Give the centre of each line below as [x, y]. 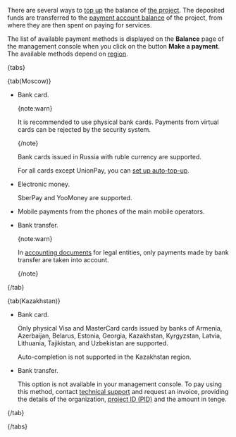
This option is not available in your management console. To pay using [119, 384]
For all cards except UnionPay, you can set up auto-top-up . [104, 171]
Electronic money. [44, 184]
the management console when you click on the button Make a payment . [114, 46]
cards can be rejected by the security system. [84, 129]
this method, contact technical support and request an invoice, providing [123, 392]
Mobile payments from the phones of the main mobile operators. [111, 211]
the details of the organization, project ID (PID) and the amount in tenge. [122, 399]
